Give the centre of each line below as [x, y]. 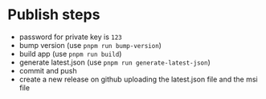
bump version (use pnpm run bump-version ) [90, 45]
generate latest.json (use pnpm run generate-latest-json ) [115, 62]
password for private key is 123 [70, 37]
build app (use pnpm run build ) [70, 53]
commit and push [48, 70]
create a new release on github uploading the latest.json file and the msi [138, 79]
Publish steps [54, 15]
